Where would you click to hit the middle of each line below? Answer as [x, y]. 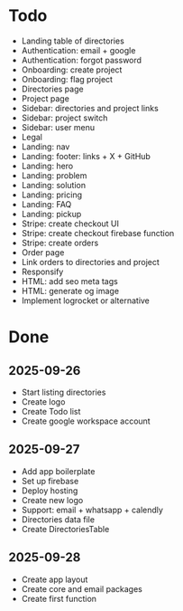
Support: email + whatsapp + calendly [92, 510]
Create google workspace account [86, 421]
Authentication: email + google [78, 50]
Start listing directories [64, 392]
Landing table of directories [73, 41]
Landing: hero [47, 166]
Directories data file [58, 519]
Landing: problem [54, 175]
